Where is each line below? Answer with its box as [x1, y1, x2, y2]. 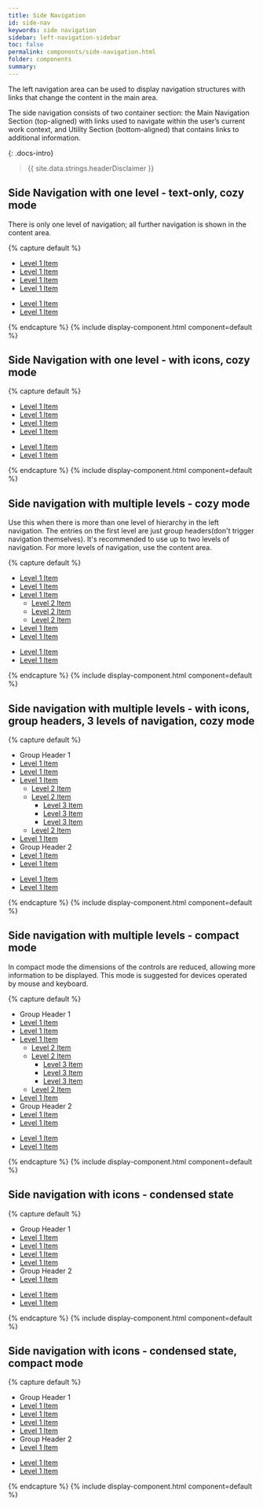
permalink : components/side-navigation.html [8, 48, 156, 56]
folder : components [8, 56, 72, 64]
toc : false [8, 41, 44, 49]
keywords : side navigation [8, 26, 97, 34]
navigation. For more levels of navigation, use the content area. [8, 543, 212, 552]
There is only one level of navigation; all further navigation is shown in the [8, 220, 247, 229]
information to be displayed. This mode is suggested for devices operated [8, 970, 247, 980]
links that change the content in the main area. [8, 92, 159, 102]
